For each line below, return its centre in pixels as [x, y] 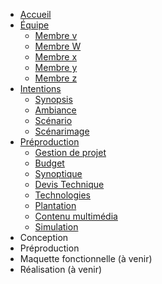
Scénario [53, 120]
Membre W [58, 46]
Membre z [56, 78]
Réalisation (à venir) [61, 269]
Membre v [56, 35]
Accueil [35, 14]
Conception [44, 237]
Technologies [62, 195]
